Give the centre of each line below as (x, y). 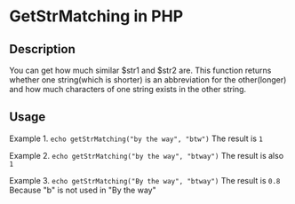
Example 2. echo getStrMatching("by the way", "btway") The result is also (147, 155)
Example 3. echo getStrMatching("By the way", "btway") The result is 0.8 (145, 180)
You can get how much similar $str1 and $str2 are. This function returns (140, 70)
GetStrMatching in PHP (96, 16)
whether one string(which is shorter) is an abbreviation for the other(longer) (148, 80)
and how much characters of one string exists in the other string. (128, 89)
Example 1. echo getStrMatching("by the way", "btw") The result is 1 (136, 138)
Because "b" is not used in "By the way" (83, 190)
